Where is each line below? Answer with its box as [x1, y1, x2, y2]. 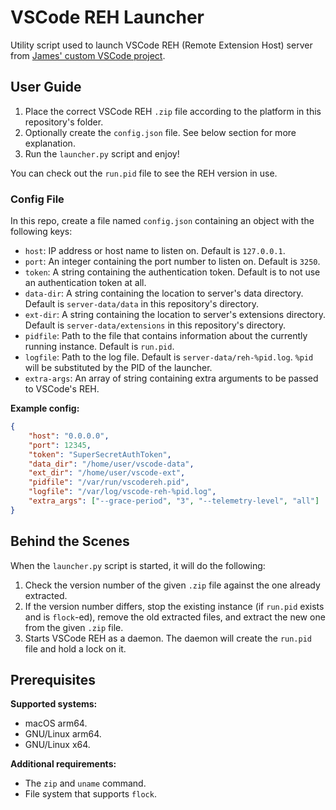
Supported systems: [10, 698, 98, 710]
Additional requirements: [10, 758, 117, 770]
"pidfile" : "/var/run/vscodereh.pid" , [28, 477, 190, 488]
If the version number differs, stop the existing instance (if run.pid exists [24, 600, 325, 612]
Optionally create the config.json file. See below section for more [24, 126, 297, 138]
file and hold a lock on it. [24, 642, 127, 655]
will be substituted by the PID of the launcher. [24, 362, 213, 374]
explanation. [24, 137, 76, 149]
